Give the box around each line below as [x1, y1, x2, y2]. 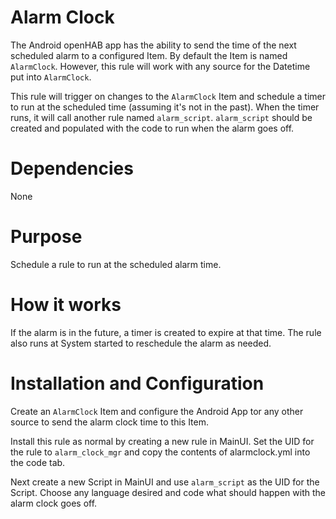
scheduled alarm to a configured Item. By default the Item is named [10, 49, 288, 61]
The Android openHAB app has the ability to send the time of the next [10, 39, 297, 51]
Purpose [10, 226, 83, 248]
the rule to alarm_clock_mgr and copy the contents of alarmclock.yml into [10, 446, 311, 458]
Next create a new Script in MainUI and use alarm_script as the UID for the [10, 476, 320, 488]
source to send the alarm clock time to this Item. [10, 416, 210, 428]
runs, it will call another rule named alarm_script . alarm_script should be [10, 111, 313, 123]
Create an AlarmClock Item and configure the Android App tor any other [10, 405, 304, 417]
